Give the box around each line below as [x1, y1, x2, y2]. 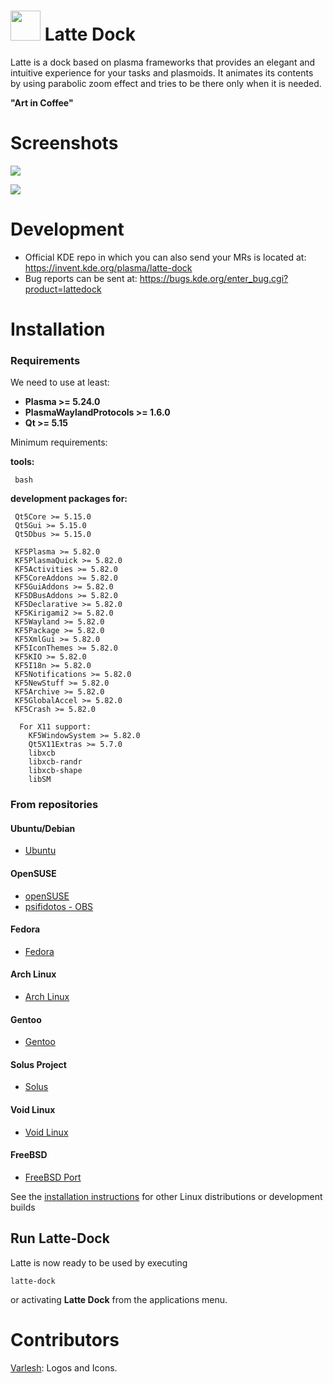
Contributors [10, 1328, 120, 1351]
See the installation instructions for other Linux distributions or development [10, 1190, 323, 1202]
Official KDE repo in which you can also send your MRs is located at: [24, 251, 307, 263]
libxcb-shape [28, 766, 83, 776]
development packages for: [10, 493, 128, 505]
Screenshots [10, 132, 119, 155]
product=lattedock [24, 283, 102, 295]
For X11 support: [19, 722, 92, 732]
